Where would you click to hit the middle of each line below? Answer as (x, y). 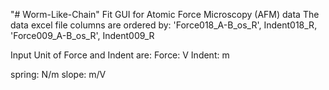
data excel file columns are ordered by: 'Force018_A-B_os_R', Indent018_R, (164, 25)
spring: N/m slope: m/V (58, 74)
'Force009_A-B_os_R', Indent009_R (82, 35)
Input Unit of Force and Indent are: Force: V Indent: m (120, 55)
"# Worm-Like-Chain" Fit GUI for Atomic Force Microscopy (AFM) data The (165, 14)
